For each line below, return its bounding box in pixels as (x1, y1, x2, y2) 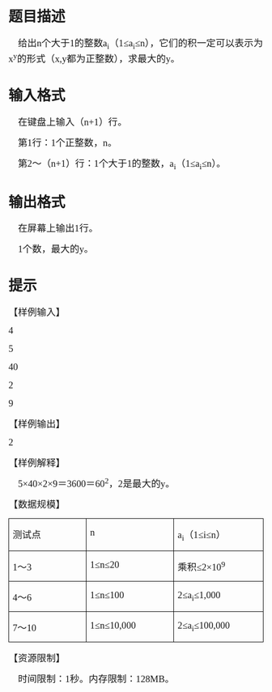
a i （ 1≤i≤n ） (177, 529, 226, 542)
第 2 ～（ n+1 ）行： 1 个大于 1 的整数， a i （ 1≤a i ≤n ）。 (17, 157, 227, 171)
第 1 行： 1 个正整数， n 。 (17, 137, 117, 148)
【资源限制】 (8, 652, 66, 664)
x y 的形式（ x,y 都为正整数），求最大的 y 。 (8, 50, 181, 65)
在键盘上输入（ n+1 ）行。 (17, 116, 128, 128)
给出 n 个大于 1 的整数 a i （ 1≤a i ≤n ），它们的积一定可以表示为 (17, 37, 263, 51)
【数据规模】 (8, 499, 66, 511)
